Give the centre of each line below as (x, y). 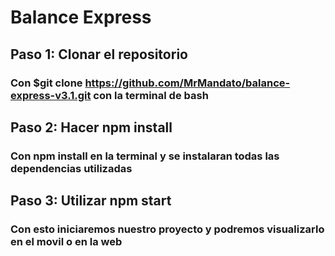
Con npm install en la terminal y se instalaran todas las (145, 156)
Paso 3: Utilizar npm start (91, 201)
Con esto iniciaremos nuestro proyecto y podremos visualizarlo (167, 229)
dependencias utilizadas (71, 168)
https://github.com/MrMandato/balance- (187, 83)
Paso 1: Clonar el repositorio (99, 54)
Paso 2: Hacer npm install (91, 127)
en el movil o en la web (66, 242)
